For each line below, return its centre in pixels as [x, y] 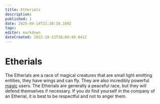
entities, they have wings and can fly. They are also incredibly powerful [77, 80]
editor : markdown [23, 33]
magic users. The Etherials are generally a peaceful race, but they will [76, 86]
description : [18, 14]
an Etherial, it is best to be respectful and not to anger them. [66, 96]
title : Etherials [23, 10]
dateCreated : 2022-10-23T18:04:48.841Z [46, 37]
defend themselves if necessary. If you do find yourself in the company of [80, 91]
